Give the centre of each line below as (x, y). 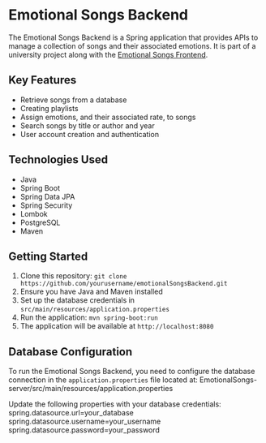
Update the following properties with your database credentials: (115, 404)
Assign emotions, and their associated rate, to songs (108, 117)
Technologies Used (58, 160)
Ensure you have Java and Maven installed (92, 292)
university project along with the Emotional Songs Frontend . (108, 54)
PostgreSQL (40, 222)
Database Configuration (71, 352)
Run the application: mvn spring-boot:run (89, 317)
